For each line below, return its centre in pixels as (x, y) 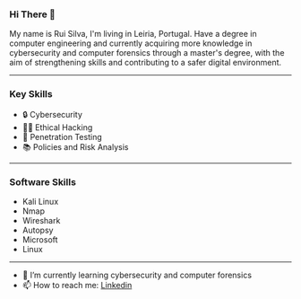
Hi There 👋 (32, 14)
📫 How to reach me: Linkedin (77, 285)
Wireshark (41, 220)
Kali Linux (40, 201)
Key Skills (31, 94)
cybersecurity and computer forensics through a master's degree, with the (147, 53)
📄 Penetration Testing (62, 136)
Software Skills (43, 181)
